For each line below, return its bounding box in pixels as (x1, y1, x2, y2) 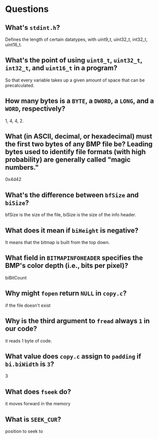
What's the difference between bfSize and (5, 190, 139, 199)
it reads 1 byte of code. (5, 338, 52, 344)
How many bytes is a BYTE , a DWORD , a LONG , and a (5, 97, 154, 105)
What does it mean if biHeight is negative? (5, 226, 139, 235)
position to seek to (5, 428, 43, 434)
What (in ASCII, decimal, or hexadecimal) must (5, 132, 153, 141)
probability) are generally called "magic (5, 156, 131, 164)
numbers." (5, 163, 39, 172)
